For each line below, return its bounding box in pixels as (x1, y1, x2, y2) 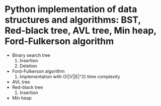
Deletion (19, 63, 37, 69)
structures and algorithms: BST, (5, 14, 141, 26)
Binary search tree (12, 52, 51, 58)
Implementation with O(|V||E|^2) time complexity (19, 73, 120, 79)
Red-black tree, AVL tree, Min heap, (5, 25, 156, 36)
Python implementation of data (5, 4, 137, 15)
